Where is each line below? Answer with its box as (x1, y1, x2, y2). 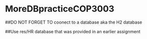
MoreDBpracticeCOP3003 (5, 3, 115, 14)
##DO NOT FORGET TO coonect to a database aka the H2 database (5, 19, 142, 25)
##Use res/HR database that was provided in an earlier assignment (5, 28, 141, 34)
